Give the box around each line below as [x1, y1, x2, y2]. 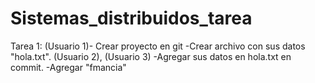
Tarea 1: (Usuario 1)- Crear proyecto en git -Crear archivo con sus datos [10, 40, 306, 52]
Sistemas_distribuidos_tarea [10, 7, 253, 30]
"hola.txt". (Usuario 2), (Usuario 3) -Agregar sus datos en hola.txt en [10, 50, 292, 62]
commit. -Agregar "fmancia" [10, 61, 127, 73]
